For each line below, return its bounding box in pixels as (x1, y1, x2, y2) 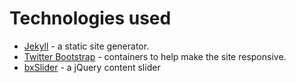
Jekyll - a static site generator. (23, 40, 150, 52)
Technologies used (9, 7, 172, 30)
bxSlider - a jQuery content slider (23, 61, 161, 73)
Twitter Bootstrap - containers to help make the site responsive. (23, 50, 287, 62)
